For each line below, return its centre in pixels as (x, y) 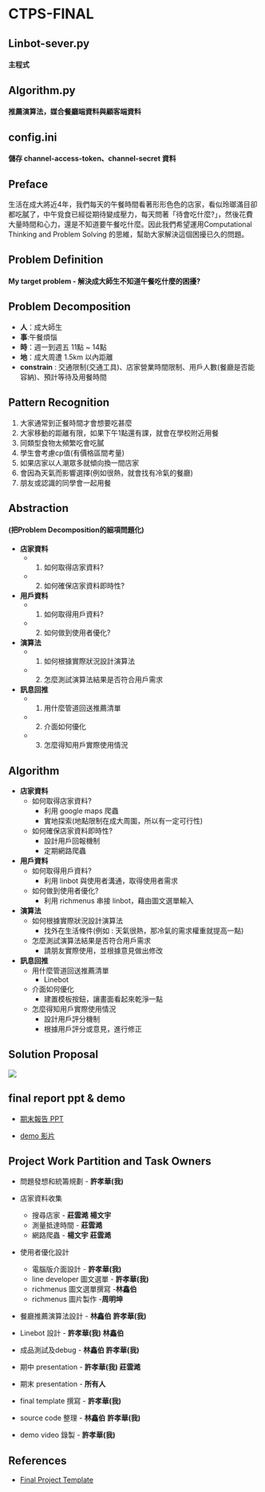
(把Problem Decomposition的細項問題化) (76, 530)
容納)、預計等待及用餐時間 (63, 377)
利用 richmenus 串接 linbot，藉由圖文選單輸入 (119, 900)
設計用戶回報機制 (72, 840)
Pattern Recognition (59, 403)
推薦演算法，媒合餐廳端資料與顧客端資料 (75, 112)
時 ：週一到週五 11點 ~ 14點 (63, 347)
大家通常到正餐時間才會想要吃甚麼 (76, 423)
